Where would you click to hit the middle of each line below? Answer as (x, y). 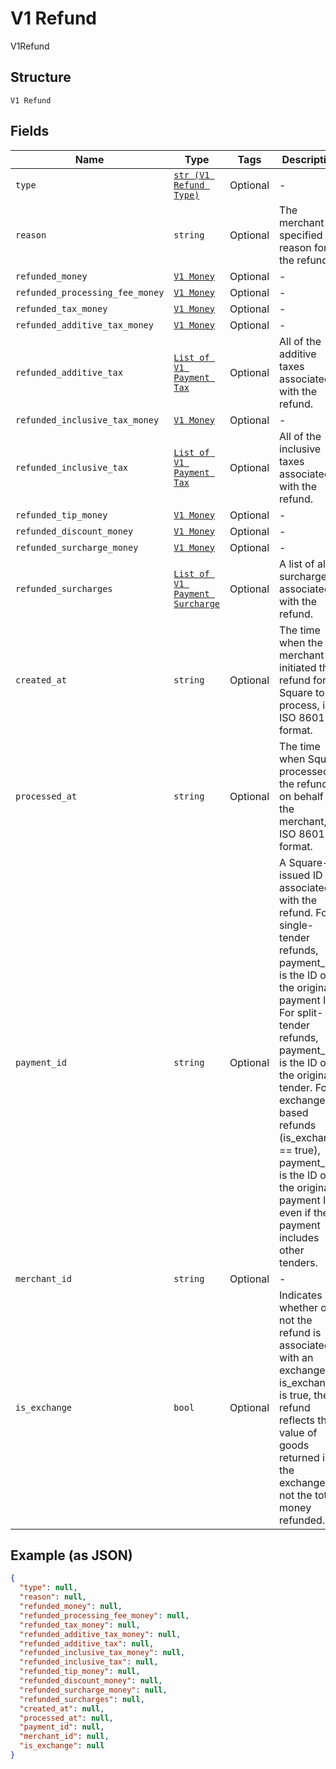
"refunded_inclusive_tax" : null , (89, 1662)
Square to (302, 692)
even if (295, 1212)
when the (301, 642)
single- (297, 925)
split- (310, 1012)
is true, (295, 1395)
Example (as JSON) (71, 1555)
